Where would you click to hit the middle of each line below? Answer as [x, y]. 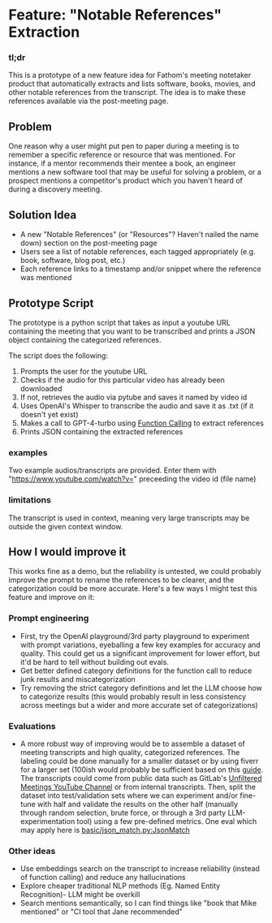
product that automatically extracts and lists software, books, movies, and [132, 84]
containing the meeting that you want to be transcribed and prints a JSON [132, 331]
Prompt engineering [49, 619]
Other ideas [32, 851]
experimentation [47, 821]
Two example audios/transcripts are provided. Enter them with [112, 470]
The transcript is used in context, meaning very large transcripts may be [129, 518]
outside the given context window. [66, 526]
